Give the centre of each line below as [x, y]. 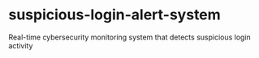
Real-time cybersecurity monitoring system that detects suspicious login [130, 37]
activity [21, 45]
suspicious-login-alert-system [114, 15]
